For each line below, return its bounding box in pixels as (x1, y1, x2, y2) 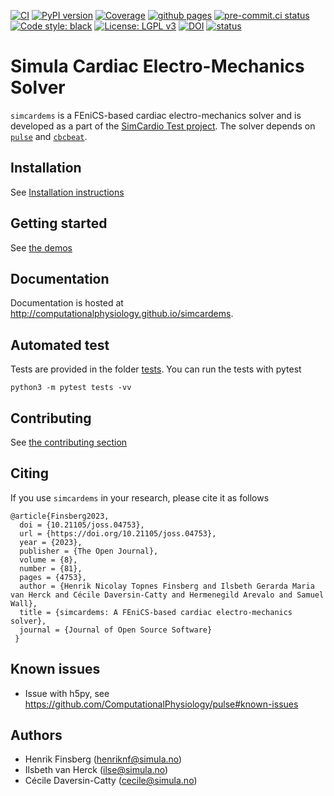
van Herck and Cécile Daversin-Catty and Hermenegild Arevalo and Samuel (10, 590, 325, 600)
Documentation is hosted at (10, 297, 124, 309)
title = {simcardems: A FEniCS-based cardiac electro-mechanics (19, 607, 293, 617)
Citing (10, 465, 49, 482)
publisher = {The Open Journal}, (19, 546, 159, 556)
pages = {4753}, (19, 572, 87, 582)
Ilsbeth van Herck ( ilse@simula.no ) (24, 764, 169, 776)
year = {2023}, (19, 537, 83, 547)
